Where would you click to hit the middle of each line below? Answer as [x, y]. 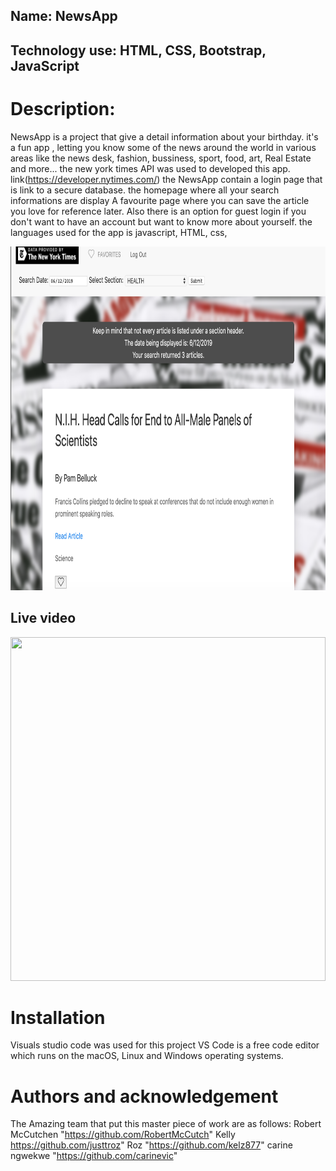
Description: [63, 108]
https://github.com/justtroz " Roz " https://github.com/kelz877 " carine [151, 1145]
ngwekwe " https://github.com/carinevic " [94, 1156]
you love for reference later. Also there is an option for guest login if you [158, 211]
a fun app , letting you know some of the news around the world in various [163, 147]
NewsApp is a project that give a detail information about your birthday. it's [164, 136]
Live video [43, 618]
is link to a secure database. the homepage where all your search [145, 190]
